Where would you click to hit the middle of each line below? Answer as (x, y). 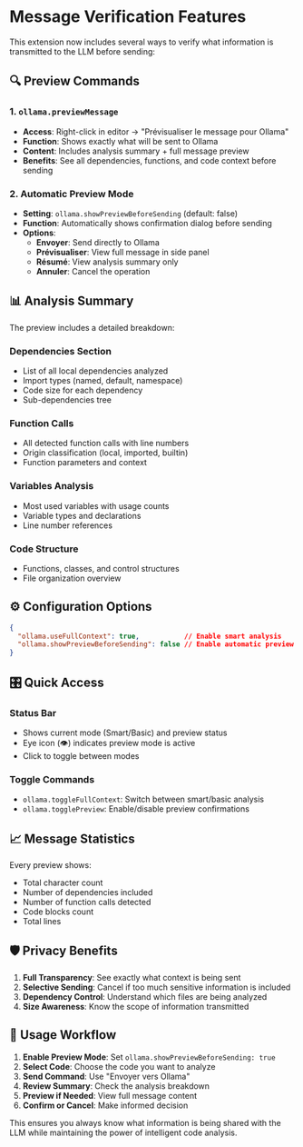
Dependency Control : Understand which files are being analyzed (145, 996)
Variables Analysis (52, 486)
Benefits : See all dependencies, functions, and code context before (149, 160)
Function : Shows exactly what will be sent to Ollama (120, 141)
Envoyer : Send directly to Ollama (98, 242)
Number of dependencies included (88, 893)
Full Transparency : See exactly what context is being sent (132, 977)
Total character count (63, 883)
